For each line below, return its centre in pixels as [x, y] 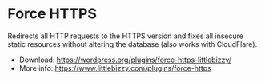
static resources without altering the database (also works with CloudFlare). [132, 44]
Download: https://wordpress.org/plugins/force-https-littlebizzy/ [125, 60]
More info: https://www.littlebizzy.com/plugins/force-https [115, 67]
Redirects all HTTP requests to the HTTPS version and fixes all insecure [125, 36]
